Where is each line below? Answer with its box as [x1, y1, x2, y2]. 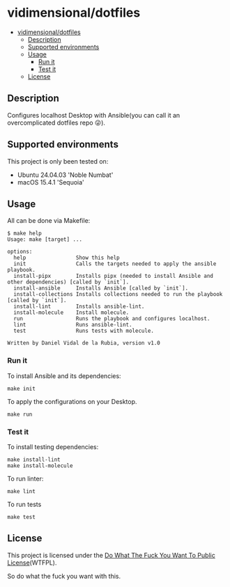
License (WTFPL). [7, 558, 57, 567]
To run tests [7, 500, 42, 508]
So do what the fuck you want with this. [7, 572, 121, 580]
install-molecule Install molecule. [13, 309, 130, 316]
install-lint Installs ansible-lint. [13, 303, 145, 311]
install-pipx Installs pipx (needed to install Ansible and [13, 273, 214, 280]
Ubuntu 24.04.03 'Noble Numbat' [17, 171, 114, 179]
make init [7, 385, 36, 392]
